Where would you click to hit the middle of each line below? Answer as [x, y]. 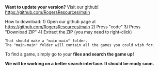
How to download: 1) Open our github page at [50, 22]
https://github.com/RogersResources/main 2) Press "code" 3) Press [73, 27]
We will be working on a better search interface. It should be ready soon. [79, 63]
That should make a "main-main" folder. [47, 41]
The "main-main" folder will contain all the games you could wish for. [80, 45]
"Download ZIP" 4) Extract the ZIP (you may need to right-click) [69, 32]
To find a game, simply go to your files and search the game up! [70, 54]
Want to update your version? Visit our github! [52, 7]
